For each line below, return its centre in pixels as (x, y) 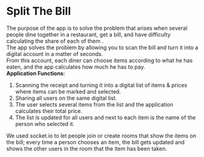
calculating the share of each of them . (55, 41)
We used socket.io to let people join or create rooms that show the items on (101, 136)
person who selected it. (45, 124)
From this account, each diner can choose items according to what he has (100, 60)
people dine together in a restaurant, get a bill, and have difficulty (89, 34)
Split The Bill (39, 11)
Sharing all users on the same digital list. (66, 98)
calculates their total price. (49, 111)
